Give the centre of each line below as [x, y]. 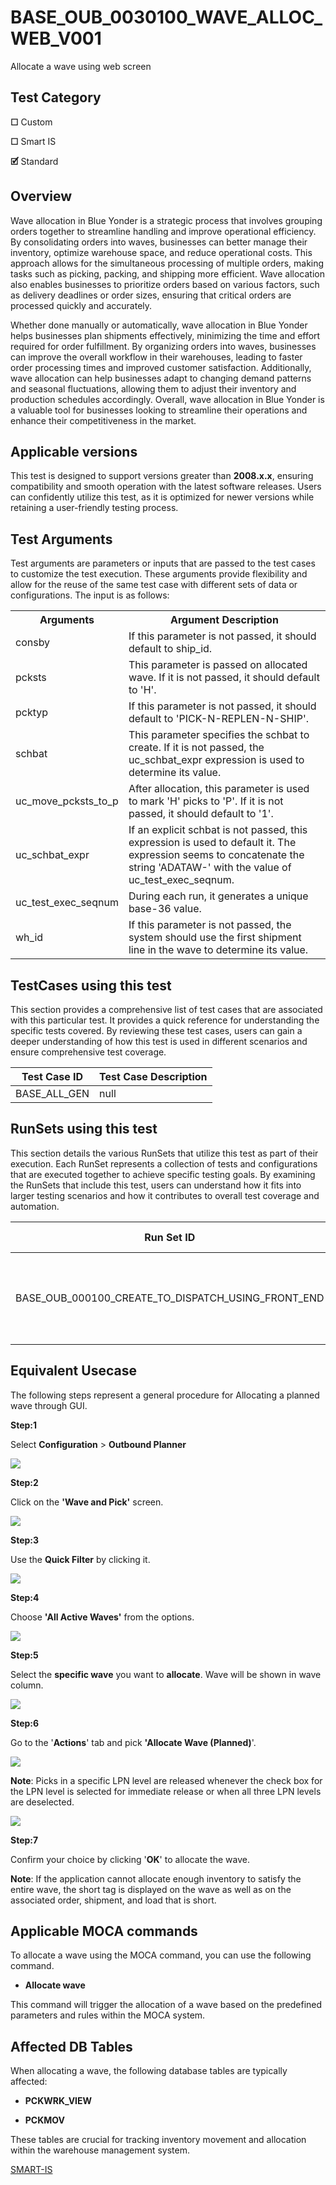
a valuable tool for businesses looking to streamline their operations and [159, 410]
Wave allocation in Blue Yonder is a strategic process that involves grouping [166, 220]
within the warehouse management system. [100, 2150]
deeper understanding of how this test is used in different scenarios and [159, 1041]
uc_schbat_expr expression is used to [216, 760]
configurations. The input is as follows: [90, 595]
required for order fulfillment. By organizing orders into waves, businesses [163, 346]
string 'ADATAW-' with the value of [210, 868]
